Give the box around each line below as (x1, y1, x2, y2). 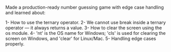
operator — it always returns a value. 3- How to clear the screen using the (5, 25, 162, 31)
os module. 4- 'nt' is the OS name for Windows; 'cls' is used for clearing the (5, 30, 166, 36)
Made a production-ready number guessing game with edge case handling (5, 5, 164, 10)
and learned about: (5, 10, 46, 16)
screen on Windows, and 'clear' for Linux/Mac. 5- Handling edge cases (5, 35, 157, 41)
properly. (5, 41, 25, 47)
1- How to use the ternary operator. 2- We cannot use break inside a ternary (5, 20, 166, 25)
